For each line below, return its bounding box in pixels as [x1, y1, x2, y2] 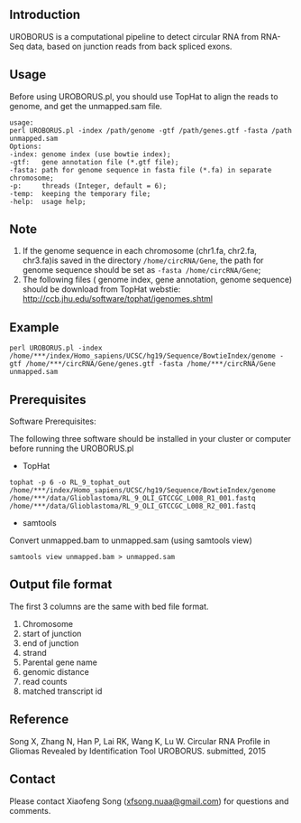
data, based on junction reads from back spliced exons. [25, 41, 233, 51]
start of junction [22, 628, 82, 639]
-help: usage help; [9, 197, 87, 206]
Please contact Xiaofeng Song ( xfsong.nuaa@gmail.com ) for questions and [9, 795, 289, 807]
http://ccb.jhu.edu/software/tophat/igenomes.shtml [22, 294, 214, 304]
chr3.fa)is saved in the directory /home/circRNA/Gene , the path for [22, 255, 264, 266]
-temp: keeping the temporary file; [9, 189, 151, 198]
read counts [22, 676, 68, 687]
